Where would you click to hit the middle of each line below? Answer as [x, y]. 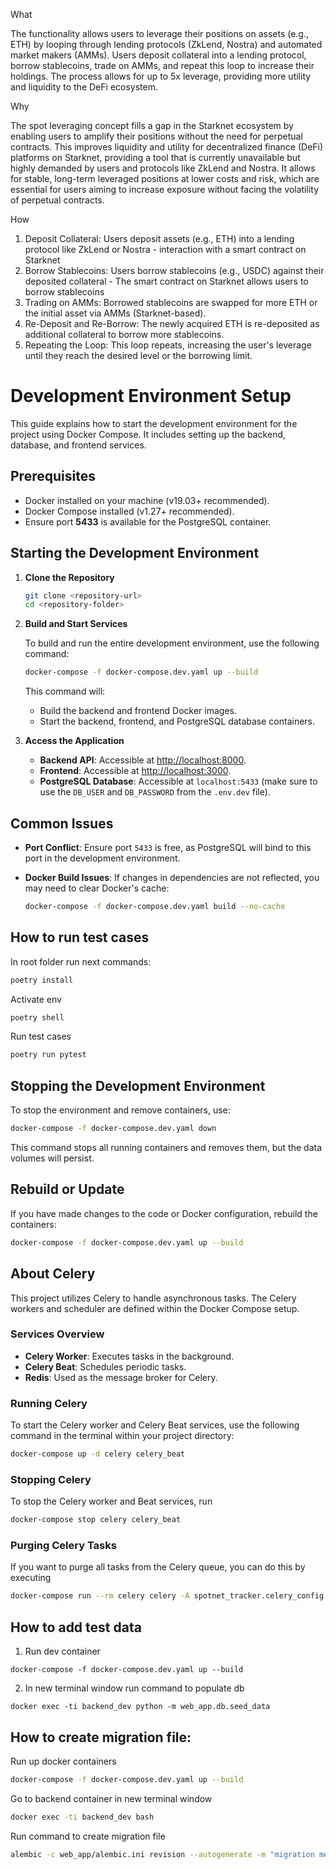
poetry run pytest [48, 1055]
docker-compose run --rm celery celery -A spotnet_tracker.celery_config [167, 1596]
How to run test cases [80, 937]
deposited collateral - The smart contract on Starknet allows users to [166, 281]
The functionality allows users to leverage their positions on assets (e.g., [160, 33]
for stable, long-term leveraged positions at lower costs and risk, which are [165, 178]
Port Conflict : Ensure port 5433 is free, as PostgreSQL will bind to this [168, 847]
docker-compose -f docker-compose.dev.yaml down [113, 1129]
